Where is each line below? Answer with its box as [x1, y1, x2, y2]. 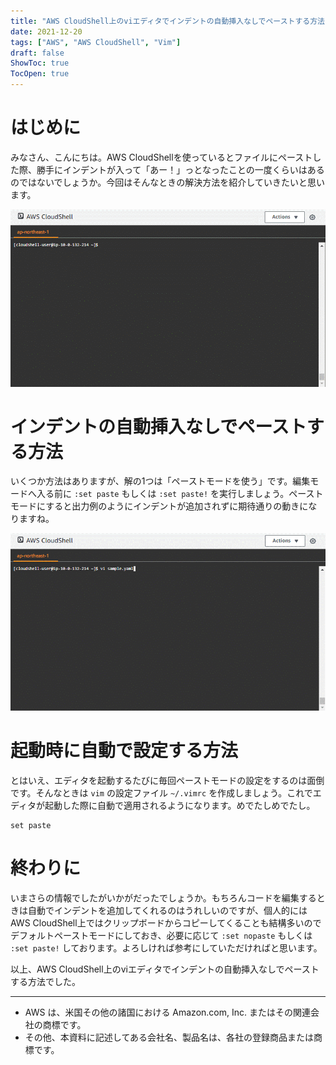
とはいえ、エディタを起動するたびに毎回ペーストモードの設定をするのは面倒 [10, 775, 325, 787]
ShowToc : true [10, 58, 70, 69]
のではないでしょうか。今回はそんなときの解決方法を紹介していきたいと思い [10, 176, 325, 188]
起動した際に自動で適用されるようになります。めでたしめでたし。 [44, 800, 316, 812]
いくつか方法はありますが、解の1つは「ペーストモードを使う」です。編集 [10, 475, 311, 487]
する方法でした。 [10, 975, 81, 987]
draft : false [10, 48, 65, 58]
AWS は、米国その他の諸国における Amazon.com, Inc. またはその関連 [24, 1006, 311, 1018]
